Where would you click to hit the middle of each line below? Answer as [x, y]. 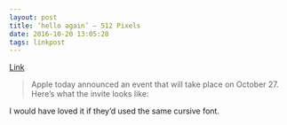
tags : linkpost [37, 42]
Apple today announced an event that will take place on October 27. [155, 84]
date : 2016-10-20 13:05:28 [59, 34]
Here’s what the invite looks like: [90, 94]
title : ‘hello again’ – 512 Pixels [75, 26]
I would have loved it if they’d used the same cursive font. [115, 111]
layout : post [33, 17]
